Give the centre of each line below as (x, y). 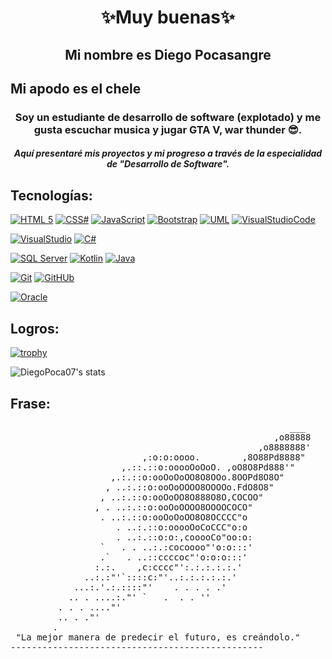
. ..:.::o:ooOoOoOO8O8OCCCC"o (173, 517)
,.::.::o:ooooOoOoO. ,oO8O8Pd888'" (208, 467)
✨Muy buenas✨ (168, 17)
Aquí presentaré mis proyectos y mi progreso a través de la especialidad (168, 153)
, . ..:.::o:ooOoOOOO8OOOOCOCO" (173, 507)
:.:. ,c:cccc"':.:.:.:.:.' (168, 567)
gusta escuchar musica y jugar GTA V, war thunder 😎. (168, 129)
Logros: (35, 328)
